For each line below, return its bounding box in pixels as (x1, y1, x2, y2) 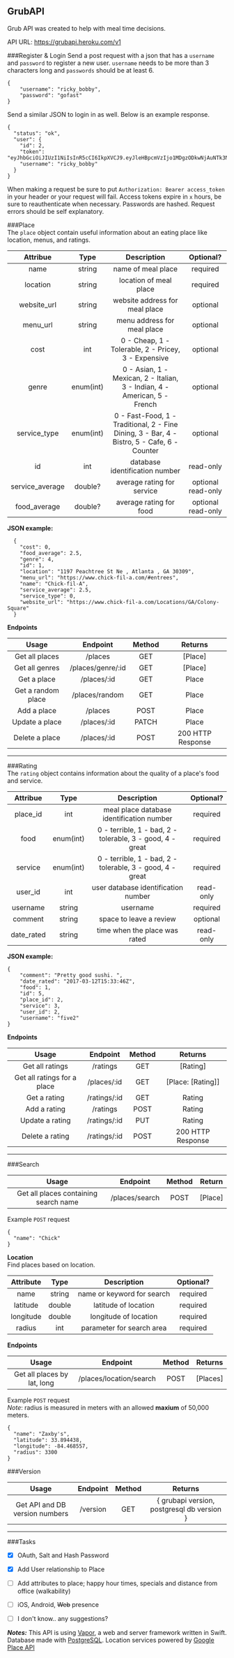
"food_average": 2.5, (19, 549, 82, 556)
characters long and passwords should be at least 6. (7, 66, 155, 74)
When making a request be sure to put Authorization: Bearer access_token (7, 185, 225, 193)
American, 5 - (122, 391, 169, 401)
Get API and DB (15, 1499, 66, 1509)
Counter (132, 445, 159, 455)
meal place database (103, 805, 172, 814)
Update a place (12, 716, 62, 726)
